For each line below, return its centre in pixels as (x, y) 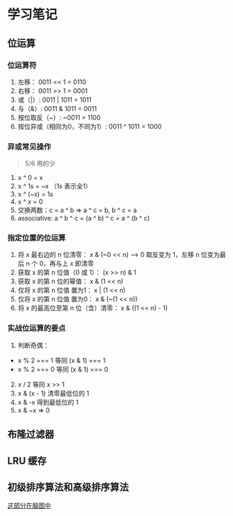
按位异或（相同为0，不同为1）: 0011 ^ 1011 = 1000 (90, 126)
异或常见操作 (29, 147)
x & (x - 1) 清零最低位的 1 (53, 393)
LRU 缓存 (27, 461)
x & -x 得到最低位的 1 (48, 402)
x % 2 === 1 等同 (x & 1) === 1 (61, 360)
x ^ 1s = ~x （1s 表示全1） (55, 186)
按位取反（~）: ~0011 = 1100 (59, 117)
